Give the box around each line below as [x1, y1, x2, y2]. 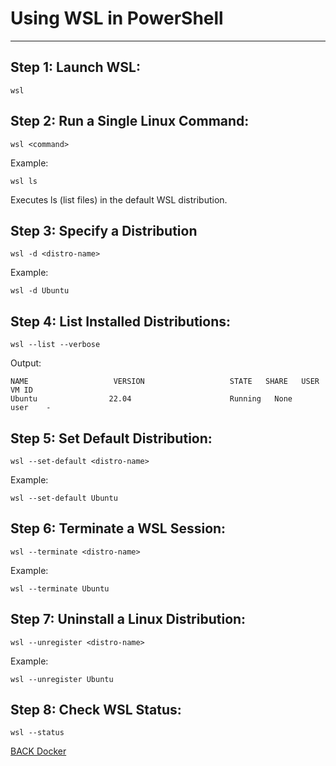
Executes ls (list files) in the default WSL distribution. [10, 193, 228, 206]
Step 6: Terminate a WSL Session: [10, 520, 227, 537]
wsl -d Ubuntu [10, 286, 70, 296]
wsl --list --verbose [10, 340, 101, 350]
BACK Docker [10, 745, 67, 757]
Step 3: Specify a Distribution [10, 222, 198, 239]
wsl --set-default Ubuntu [10, 493, 118, 503]
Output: [10, 357, 42, 369]
